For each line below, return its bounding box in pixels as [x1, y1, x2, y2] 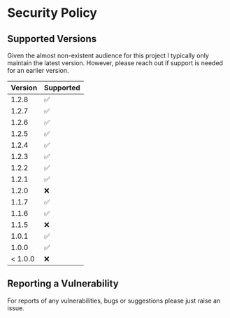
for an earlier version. [7, 67, 69, 74]
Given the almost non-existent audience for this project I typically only [7, 51, 210, 60]
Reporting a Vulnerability [7, 278, 119, 290]
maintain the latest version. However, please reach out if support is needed [7, 59, 224, 67]
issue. [7, 303, 24, 312]
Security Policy [7, 5, 98, 21]
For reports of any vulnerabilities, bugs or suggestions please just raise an [7, 296, 221, 305]
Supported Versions [7, 33, 96, 45]
